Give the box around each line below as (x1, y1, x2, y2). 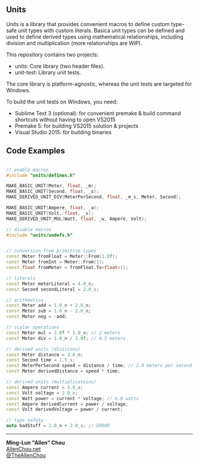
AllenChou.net (6, 446, 41, 452)
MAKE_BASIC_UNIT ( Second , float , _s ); (6, 188, 99, 195)
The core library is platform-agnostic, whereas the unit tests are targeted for (6, 80, 192, 87)
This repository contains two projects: (6, 50, 99, 58)
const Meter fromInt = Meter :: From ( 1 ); (6, 259, 105, 265)
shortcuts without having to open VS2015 (14, 116, 115, 123)
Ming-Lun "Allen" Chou (6, 439, 65, 446)
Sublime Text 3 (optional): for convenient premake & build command (14, 109, 181, 116)
